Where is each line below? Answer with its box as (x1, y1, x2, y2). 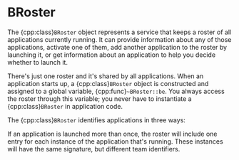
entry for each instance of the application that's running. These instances (7, 137, 223, 146)
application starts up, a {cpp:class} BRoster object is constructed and (7, 79, 209, 87)
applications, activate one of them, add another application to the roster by (7, 43, 227, 51)
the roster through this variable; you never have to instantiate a (7, 94, 192, 103)
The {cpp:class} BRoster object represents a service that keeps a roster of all (7, 28, 232, 36)
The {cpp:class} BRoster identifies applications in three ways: (7, 115, 185, 124)
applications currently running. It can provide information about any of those (7, 35, 232, 43)
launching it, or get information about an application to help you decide (7, 50, 216, 59)
